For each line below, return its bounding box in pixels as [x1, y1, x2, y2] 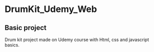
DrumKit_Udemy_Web [4, 3, 97, 15]
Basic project [4, 23, 47, 32]
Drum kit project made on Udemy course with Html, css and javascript [4, 36, 149, 42]
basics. [4, 42, 19, 48]
